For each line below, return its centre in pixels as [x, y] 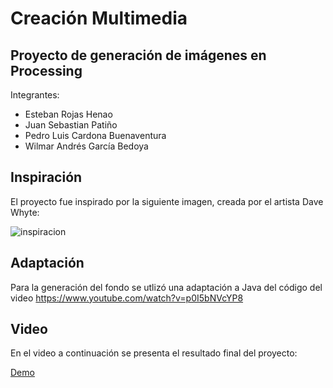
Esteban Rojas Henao [68, 114]
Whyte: [25, 212]
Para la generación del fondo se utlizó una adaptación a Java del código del [166, 287]
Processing [46, 70]
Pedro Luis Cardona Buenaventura [95, 135]
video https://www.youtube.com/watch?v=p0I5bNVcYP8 [127, 298]
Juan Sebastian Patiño [71, 125]
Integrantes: [35, 95]
